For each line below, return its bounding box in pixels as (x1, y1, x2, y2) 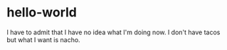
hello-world (6, 4, 78, 21)
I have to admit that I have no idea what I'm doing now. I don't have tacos (6, 28, 221, 36)
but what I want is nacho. (6, 35, 80, 44)
